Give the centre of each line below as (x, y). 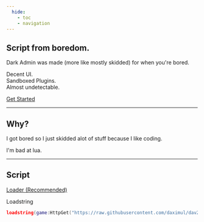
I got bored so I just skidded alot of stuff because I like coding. (84, 138)
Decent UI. (20, 74)
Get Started (21, 99)
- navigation (34, 23)
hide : (19, 12)
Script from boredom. (48, 48)
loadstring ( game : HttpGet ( (39, 213)
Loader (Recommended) (37, 190)
